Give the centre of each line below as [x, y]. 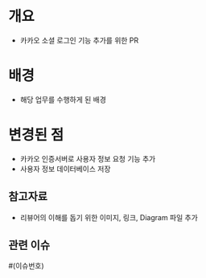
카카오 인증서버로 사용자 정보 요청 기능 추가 [88, 158]
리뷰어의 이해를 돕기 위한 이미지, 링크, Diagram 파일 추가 [109, 217]
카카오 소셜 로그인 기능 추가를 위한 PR [79, 40]
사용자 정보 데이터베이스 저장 [65, 169]
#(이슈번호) [26, 266]
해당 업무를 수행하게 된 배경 [63, 99]
